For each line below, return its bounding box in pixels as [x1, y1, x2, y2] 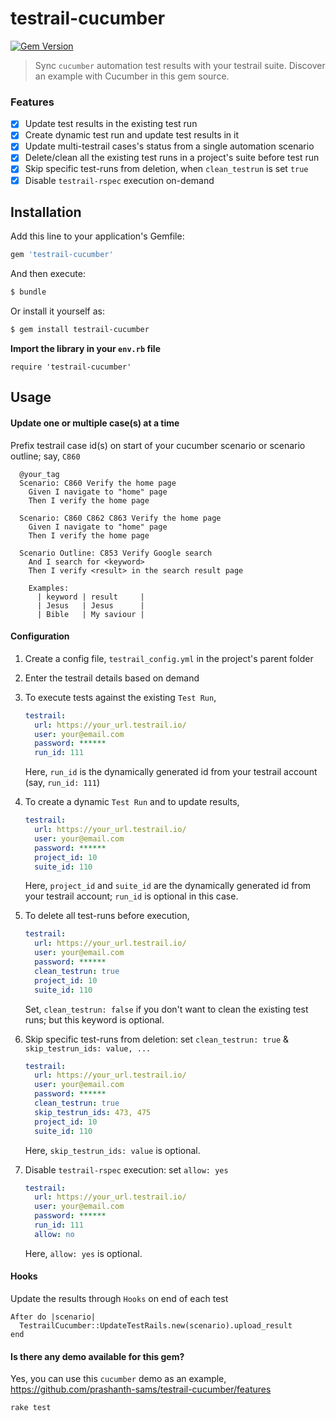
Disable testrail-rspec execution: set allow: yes [24, 1163, 229, 1176]
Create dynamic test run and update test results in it [24, 129, 240, 141]
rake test [10, 1403, 52, 1413]
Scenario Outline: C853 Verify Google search [19, 548, 213, 558]
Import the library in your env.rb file [10, 343, 161, 355]
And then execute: [10, 268, 86, 280]
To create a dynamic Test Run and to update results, [24, 796, 240, 808]
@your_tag [19, 469, 60, 479]
